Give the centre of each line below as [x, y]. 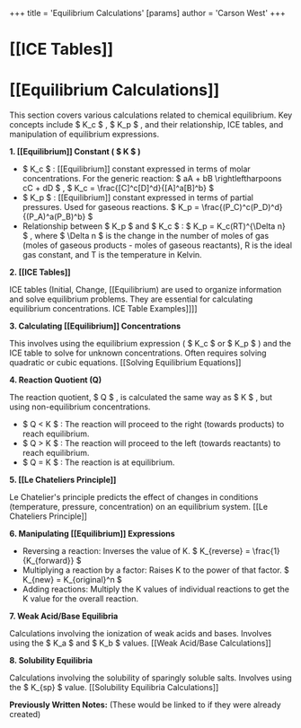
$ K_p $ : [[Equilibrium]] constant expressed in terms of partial [138, 197]
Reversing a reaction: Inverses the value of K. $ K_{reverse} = [136, 551]
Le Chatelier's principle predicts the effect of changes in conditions [134, 497]
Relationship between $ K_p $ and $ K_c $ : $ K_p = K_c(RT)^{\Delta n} [154, 226]
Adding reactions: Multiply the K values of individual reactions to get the [156, 589]
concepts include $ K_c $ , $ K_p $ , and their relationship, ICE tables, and [146, 125]
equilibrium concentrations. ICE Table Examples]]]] [103, 309]
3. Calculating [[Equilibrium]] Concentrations [95, 326]
